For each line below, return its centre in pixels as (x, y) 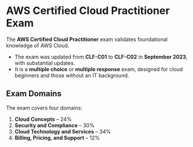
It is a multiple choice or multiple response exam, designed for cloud (99, 69)
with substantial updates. (45, 63)
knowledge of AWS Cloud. (38, 45)
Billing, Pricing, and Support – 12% (57, 138)
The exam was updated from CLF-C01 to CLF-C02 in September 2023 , (101, 57)
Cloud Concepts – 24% (43, 119)
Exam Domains (34, 94)
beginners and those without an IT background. (72, 75)
